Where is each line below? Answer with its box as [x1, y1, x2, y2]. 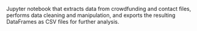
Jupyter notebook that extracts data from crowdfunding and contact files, [6, 5, 192, 12]
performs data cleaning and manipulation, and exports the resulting [6, 12, 176, 19]
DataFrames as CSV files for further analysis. [6, 18, 120, 25]
